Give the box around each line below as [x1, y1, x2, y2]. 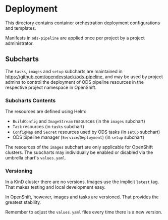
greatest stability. [5, 199, 41, 205]
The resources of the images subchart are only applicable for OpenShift [5, 144, 153, 150]
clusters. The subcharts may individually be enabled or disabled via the [5, 149, 153, 155]
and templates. [5, 25, 36, 31]
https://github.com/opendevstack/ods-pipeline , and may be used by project [5, 74, 163, 80]
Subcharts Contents [5, 97, 56, 104]
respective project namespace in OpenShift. [5, 84, 97, 90]
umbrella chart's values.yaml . [5, 155, 67, 161]
